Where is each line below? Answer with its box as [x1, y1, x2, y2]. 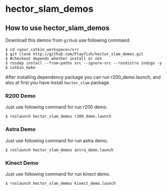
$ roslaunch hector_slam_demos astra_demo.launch [5, 147, 114, 152]
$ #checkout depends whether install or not [5, 56, 102, 61]
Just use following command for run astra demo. [5, 137, 108, 144]
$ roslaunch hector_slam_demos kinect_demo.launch [5, 181, 116, 186]
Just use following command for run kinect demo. [5, 170, 110, 177]
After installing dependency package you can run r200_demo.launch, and [5, 74, 161, 80]
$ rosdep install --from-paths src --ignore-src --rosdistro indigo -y [5, 61, 162, 66]
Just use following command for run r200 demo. [5, 104, 108, 110]
